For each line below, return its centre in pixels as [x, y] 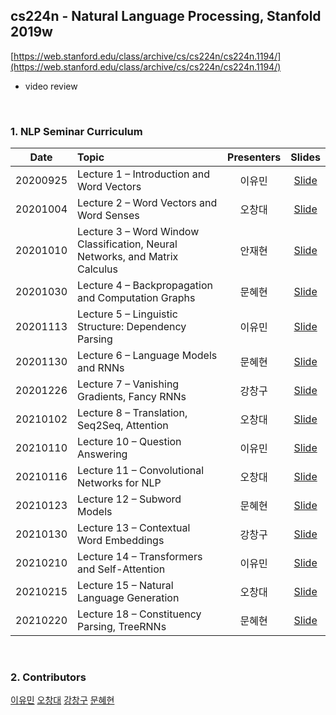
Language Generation [128, 598]
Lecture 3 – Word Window [138, 232]
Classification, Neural [127, 244]
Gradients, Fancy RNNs [132, 397]
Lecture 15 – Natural [125, 586]
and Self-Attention [121, 569]
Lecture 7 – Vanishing [128, 384]
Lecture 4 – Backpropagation [145, 286]
